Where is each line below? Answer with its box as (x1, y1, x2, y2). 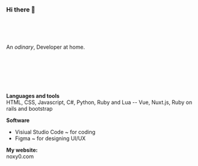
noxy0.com (6, 153, 34, 160)
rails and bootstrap (6, 105, 53, 112)
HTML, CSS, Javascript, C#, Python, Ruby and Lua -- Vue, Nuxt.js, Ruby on (6, 99, 193, 106)
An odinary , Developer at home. (6, 43, 85, 51)
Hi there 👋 (6, 5, 36, 14)
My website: (6, 147, 38, 154)
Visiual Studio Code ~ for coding (14, 129, 96, 136)
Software (6, 117, 30, 124)
